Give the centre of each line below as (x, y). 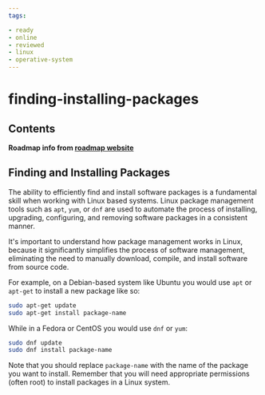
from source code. (39, 267)
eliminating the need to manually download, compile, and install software (128, 258)
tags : (17, 16)
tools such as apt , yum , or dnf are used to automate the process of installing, (133, 209)
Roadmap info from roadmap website (71, 148)
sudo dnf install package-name (60, 350)
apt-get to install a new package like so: (74, 290)
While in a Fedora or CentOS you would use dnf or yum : (98, 328)
